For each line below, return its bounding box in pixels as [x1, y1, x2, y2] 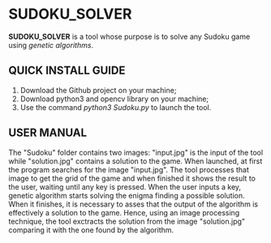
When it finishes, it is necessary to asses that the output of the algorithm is [8, 199, 258, 209]
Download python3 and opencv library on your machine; [19, 94, 209, 104]
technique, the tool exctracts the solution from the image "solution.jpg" [8, 216, 246, 226]
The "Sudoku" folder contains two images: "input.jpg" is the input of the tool [8, 147, 264, 157]
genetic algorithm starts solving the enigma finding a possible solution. [8, 190, 245, 200]
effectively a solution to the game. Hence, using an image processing [8, 207, 240, 217]
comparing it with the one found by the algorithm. [8, 224, 174, 235]
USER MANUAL [8, 126, 88, 140]
